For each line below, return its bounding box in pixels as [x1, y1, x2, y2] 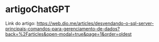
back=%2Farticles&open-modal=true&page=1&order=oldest [5, 31, 132, 37]
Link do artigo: [5, 20, 36, 26]
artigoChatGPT [5, 4, 70, 15]
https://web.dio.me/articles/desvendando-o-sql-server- [36, 20, 154, 26]
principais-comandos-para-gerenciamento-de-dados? [5, 25, 120, 31]
